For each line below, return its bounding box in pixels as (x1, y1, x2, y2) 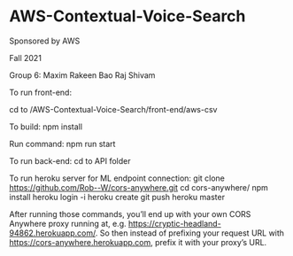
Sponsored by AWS (9, 35, 81, 46)
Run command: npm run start (9, 138, 116, 149)
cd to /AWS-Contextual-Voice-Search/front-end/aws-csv (9, 104, 218, 114)
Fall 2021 (9, 52, 42, 63)
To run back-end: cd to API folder (9, 155, 131, 166)
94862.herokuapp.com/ (9, 228, 96, 238)
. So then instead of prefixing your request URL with (95, 228, 285, 238)
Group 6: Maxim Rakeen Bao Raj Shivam (9, 69, 156, 81)
